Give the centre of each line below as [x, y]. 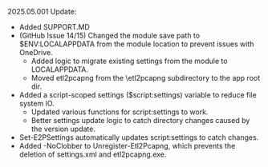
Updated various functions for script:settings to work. [120, 112]
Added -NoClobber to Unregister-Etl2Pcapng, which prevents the [127, 146]
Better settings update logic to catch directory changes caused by [140, 120]
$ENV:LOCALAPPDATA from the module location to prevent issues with [136, 44]
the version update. [63, 129]
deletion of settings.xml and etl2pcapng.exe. [93, 154]
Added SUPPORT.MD [54, 27]
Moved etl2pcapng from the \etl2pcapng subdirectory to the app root [146, 78]
